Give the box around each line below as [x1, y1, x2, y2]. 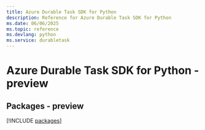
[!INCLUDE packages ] [6, 117, 62, 124]
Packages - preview [6, 101, 84, 111]
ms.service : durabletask [6, 37, 70, 43]
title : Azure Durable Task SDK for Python [6, 9, 117, 15]
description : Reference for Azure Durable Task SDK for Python [6, 15, 172, 21]
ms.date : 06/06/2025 [6, 20, 60, 26]
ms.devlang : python [6, 32, 56, 38]
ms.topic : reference [6, 26, 60, 32]
